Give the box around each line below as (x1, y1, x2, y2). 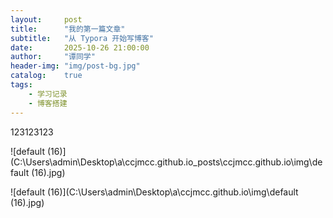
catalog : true (10, 71, 83, 81)
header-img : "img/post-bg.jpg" (10, 61, 141, 71)
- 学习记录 (28, 89, 68, 99)
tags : (10, 80, 33, 90)
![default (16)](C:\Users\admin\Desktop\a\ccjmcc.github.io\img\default (10, 186, 299, 198)
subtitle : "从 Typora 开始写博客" (10, 33, 154, 43)
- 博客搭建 (28, 98, 68, 108)
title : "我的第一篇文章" (10, 24, 126, 34)
